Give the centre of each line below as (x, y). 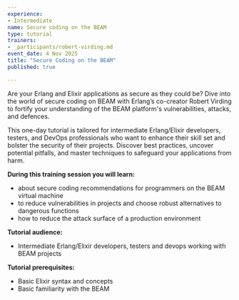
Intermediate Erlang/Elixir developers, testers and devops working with (122, 246)
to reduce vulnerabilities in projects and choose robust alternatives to (119, 203)
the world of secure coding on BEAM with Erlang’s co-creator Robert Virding (119, 101)
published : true (31, 67)
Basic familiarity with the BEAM (63, 289)
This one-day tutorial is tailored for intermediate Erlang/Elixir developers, (114, 130)
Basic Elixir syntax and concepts (65, 281)
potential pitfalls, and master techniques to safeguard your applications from (119, 152)
